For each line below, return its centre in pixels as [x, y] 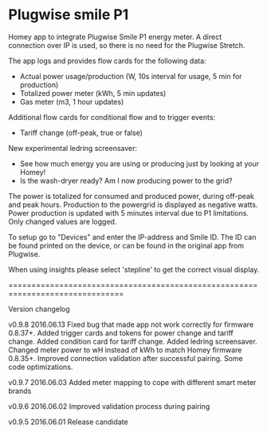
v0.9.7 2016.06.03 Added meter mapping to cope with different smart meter [132, 382]
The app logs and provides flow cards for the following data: [107, 61]
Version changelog [39, 308]
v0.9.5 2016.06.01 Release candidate [69, 422]
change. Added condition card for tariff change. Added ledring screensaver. [133, 341]
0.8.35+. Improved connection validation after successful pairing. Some [126, 358]
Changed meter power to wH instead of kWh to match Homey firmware [125, 350]
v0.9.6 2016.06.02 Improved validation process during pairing [109, 406]
